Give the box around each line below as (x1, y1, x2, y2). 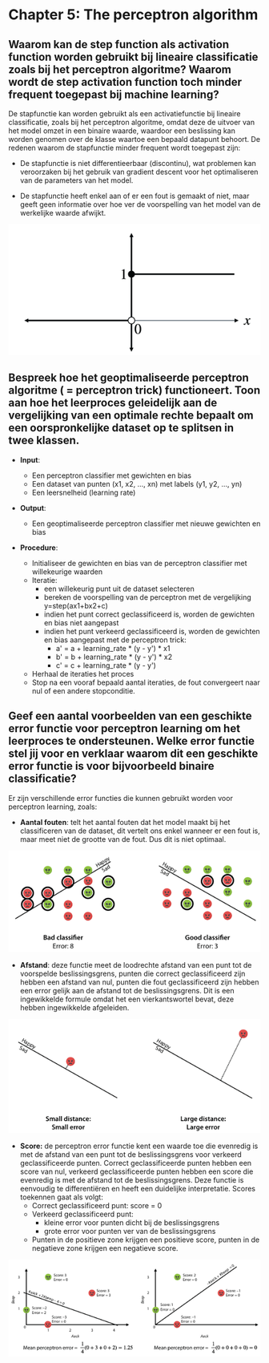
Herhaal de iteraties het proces (31, 669, 134, 678)
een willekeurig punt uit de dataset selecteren (43, 584, 195, 593)
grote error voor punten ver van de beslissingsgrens (43, 1227, 216, 1236)
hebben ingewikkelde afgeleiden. (19, 1002, 130, 1012)
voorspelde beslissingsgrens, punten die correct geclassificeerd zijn (19, 969, 246, 978)
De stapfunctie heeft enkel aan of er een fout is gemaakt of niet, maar (19, 191, 250, 200)
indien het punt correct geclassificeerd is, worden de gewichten (43, 609, 255, 619)
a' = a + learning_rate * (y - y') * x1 (55, 643, 171, 653)
